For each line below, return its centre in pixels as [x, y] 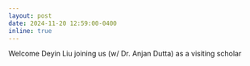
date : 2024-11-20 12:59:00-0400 [62, 23]
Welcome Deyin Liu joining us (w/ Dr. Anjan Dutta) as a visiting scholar [125, 54]
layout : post [30, 16]
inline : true [30, 31]
